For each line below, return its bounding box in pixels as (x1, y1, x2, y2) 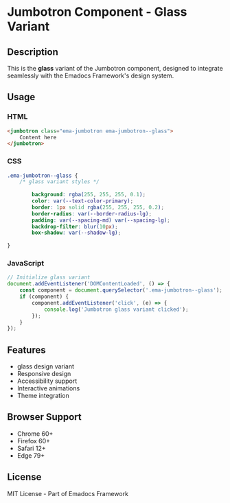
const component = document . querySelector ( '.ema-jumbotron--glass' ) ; (19, 287, 223, 294)
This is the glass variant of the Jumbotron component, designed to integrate (7, 65, 223, 72)
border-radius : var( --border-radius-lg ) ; (32, 210, 152, 217)
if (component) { (19, 293, 69, 301)
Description (7, 46, 58, 58)
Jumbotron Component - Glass (7, 4, 187, 20)
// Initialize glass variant (7, 274, 91, 281)
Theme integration (16, 392, 70, 400)
